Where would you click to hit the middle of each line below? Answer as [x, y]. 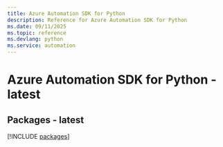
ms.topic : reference [37, 33]
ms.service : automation [42, 46]
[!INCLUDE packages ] [38, 136]
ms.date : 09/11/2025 [37, 26]
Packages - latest [46, 120]
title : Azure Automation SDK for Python [66, 13]
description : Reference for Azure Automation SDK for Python [97, 20]
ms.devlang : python [35, 39]
